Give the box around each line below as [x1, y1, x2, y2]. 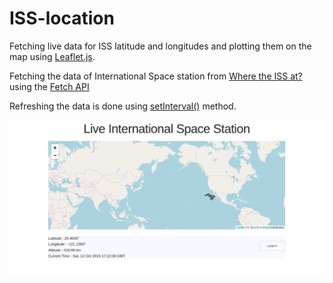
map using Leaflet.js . [9, 50, 96, 62]
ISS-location [9, 7, 115, 30]
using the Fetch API [9, 80, 90, 92]
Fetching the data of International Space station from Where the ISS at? [9, 70, 303, 82]
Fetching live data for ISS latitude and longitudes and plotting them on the [9, 40, 312, 52]
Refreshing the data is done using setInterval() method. [9, 100, 237, 112]
